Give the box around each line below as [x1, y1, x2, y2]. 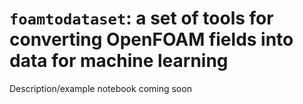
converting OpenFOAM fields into [9, 28, 294, 51]
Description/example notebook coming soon [9, 82, 192, 94]
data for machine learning [9, 50, 229, 72]
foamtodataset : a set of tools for [9, 7, 274, 30]
